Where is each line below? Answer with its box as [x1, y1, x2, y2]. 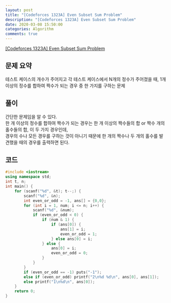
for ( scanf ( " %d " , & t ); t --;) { [14, 188, 81, 194]
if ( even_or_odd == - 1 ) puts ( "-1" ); [24, 270, 102, 275]
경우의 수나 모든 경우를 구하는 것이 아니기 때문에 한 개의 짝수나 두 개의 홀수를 [5, 133, 158, 139]
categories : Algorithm [5, 27, 54, 32]
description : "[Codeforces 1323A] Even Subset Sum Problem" [5, 17, 137, 22]
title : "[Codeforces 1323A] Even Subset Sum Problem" [5, 12, 123, 17]
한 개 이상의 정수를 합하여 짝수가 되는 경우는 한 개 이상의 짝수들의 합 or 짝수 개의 [5, 120, 165, 126]
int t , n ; [5, 179, 27, 185]
